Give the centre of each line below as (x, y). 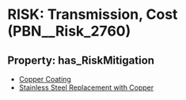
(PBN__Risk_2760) (69, 31)
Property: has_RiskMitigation (81, 60)
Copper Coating (45, 79)
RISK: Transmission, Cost (93, 15)
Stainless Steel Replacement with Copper (86, 87)
